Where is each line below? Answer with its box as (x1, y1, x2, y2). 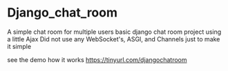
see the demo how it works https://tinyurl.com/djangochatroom (7, 55, 187, 63)
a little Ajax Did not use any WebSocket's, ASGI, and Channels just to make (7, 34, 220, 43)
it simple (7, 42, 32, 50)
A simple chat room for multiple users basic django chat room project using (7, 28, 222, 36)
